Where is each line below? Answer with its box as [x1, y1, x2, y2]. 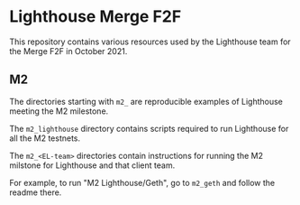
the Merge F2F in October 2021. [9, 45, 128, 56]
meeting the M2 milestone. [9, 106, 109, 116]
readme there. [9, 187, 62, 198]
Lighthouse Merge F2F [9, 6, 182, 27]
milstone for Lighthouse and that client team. [9, 160, 176, 171]
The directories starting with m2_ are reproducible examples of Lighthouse [9, 96, 284, 107]
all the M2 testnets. [9, 133, 81, 144]
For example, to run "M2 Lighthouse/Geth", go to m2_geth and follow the [9, 177, 276, 188]
